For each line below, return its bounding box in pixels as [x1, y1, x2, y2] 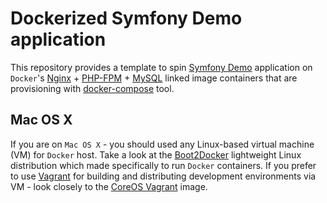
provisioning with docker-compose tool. [10, 82, 175, 94]
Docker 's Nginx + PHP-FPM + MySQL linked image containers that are [10, 72, 298, 84]
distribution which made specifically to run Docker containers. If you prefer [10, 159, 317, 171]
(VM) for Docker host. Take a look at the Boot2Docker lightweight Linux [10, 148, 302, 161]
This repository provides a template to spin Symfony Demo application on [10, 61, 313, 73]
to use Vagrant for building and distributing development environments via [10, 170, 317, 182]
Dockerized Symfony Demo [10, 7, 243, 30]
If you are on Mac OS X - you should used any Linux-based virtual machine [10, 138, 315, 150]
